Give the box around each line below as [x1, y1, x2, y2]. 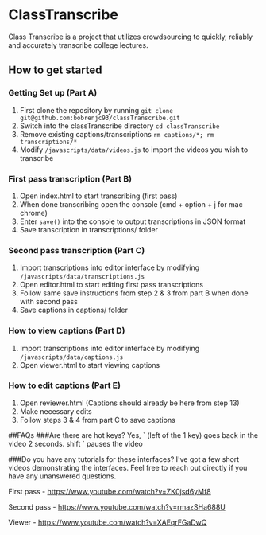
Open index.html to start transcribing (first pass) [19, 191, 178, 201]
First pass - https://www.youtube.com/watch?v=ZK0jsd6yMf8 [8, 486, 212, 496]
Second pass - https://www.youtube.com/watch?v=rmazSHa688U [8, 502, 226, 511]
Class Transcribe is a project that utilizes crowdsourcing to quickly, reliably [8, 32, 253, 41]
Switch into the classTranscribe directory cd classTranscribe [19, 121, 220, 131]
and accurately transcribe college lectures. [8, 40, 148, 49]
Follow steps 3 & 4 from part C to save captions [19, 415, 176, 424]
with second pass [19, 297, 78, 307]
